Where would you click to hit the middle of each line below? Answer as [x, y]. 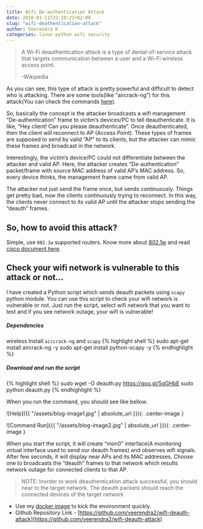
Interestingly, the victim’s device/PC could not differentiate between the [96, 158]
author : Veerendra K [33, 29]
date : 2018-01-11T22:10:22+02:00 [49, 18]
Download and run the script [43, 368]
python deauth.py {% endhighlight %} [54, 390]
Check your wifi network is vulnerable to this [93, 268]
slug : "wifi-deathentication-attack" [54, 23]
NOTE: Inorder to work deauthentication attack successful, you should [109, 481]
